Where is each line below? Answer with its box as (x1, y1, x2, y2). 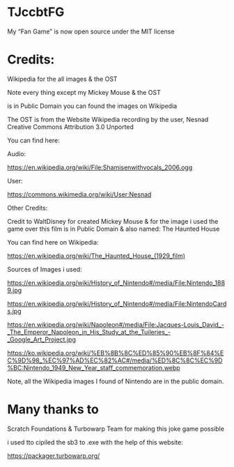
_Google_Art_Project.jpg (7, 335, 77, 344)
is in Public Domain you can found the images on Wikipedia (7, 102, 178, 110)
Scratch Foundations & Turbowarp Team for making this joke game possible (7, 424, 225, 433)
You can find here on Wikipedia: (7, 238, 99, 246)
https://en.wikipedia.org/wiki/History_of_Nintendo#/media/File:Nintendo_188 (7, 278, 225, 286)
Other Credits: (7, 204, 48, 212)
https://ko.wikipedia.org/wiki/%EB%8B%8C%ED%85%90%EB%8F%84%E (7, 349, 224, 357)
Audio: (7, 149, 26, 158)
